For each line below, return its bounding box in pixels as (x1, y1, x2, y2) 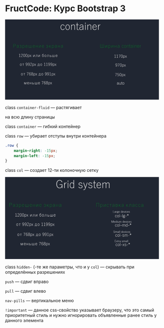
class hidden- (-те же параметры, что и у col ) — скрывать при (5, 264, 135, 270)
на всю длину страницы (5, 114, 55, 120)
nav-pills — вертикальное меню (5, 297, 74, 304)
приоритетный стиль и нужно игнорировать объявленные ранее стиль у (5, 312, 157, 318)
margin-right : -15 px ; (14, 148, 58, 153)
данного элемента (5, 317, 44, 323)
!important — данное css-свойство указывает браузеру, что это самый (5, 307, 155, 313)
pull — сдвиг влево (5, 288, 46, 294)
